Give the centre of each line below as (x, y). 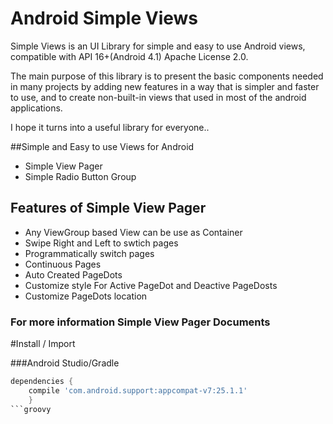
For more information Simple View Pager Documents (140, 322)
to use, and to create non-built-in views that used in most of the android (158, 97)
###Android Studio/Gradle (65, 363)
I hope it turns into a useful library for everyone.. (110, 127)
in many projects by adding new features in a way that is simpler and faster (165, 86)
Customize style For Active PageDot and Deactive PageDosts (151, 285)
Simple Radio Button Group (80, 176)
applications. (36, 108)
